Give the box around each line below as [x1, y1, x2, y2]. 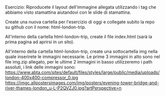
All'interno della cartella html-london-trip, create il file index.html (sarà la [5, 34, 152, 39]
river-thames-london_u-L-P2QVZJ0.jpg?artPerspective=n [5, 85, 122, 91]
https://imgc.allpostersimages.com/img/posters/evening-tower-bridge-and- [5, 80, 159, 86]
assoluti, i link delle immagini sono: [5, 64, 76, 70]
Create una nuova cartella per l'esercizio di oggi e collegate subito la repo [5, 19, 155, 25]
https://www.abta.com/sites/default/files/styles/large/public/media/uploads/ [5, 69, 160, 75]
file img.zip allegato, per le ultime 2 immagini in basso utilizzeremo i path [5, 59, 153, 64]
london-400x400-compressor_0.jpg [5, 75, 78, 80]
